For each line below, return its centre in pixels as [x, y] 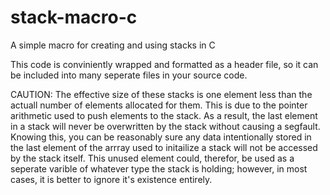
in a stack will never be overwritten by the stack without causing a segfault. [165, 126]
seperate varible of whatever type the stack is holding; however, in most [159, 168]
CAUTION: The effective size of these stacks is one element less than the [161, 94]
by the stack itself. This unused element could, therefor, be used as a [152, 158]
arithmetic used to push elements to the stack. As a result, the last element [164, 115]
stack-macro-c [74, 17]
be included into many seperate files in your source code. [129, 75]
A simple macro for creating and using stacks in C [113, 45]
